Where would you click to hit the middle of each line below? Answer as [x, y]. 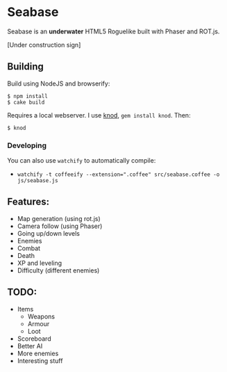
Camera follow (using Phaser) [60, 226]
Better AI [30, 346]
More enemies [38, 353]
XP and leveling [40, 263]
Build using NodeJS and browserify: [59, 83]
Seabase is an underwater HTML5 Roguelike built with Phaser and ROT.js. [113, 31]
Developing [27, 145]
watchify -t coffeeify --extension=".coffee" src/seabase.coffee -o [118, 175]
